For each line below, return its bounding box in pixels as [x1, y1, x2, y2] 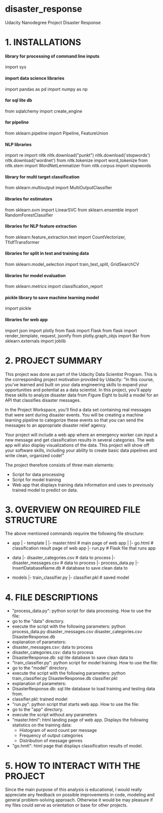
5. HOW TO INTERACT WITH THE [5, 760, 141, 771]
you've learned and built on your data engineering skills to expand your [5, 381, 148, 387]
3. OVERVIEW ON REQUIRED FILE [5, 504, 141, 515]
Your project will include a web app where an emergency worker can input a [5, 432, 158, 438]
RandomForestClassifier [5, 212, 54, 218]
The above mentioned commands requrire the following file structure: [5, 530, 145, 536]
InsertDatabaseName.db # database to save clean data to [12, 565, 128, 571]
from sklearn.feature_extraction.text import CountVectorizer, [5, 234, 126, 240]
